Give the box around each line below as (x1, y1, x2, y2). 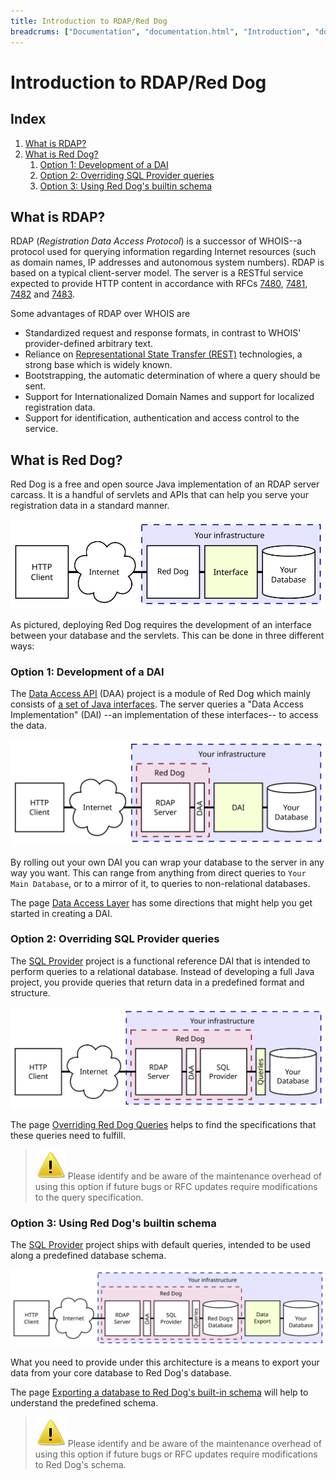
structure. (10, 986, 51, 999)
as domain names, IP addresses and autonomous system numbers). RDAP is (10, 256, 325, 269)
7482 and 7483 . (10, 288, 76, 300)
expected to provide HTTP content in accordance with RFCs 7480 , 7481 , (10, 278, 308, 290)
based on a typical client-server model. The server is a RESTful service (10, 267, 304, 279)
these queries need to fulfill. (10, 1129, 126, 1141)
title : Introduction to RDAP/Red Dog (10, 16, 168, 26)
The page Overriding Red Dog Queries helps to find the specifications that (10, 1118, 317, 1130)
